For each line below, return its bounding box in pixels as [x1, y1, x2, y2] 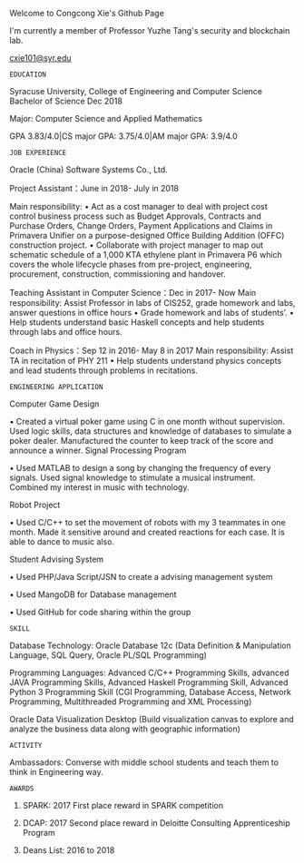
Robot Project [9, 499, 61, 510]
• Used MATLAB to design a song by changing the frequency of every [9, 463, 271, 473]
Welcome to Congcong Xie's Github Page [9, 8, 165, 18]
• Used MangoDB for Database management [9, 589, 177, 600]
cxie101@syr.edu [9, 53, 72, 63]
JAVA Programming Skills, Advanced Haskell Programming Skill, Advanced [9, 677, 289, 688]
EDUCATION [9, 70, 47, 79]
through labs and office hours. [9, 327, 123, 337]
